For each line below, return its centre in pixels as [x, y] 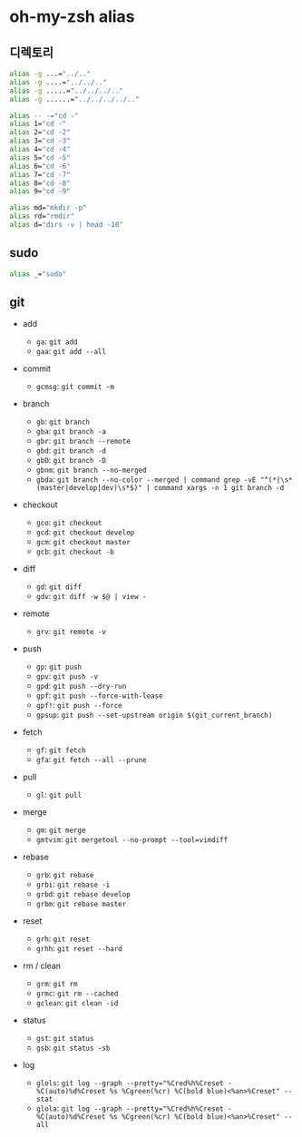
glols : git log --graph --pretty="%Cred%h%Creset [130, 1083]
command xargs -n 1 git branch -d [219, 488]
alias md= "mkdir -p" [49, 208]
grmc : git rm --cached [77, 993]
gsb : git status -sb [73, 1048]
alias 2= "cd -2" [40, 132]
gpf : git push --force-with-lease [99, 695]
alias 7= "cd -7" [40, 174]
